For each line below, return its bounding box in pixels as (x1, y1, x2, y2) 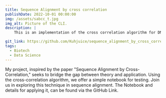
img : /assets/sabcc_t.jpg (5, 16, 58, 21)
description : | (5, 26, 37, 31)
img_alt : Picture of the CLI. (5, 21, 68, 26)
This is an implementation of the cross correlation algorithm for (14, 30, 156, 35)
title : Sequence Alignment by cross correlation (5, 7, 107, 12)
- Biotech (9, 48, 30, 53)
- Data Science (9, 53, 41, 58)
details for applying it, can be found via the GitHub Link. (5, 87, 119, 93)
